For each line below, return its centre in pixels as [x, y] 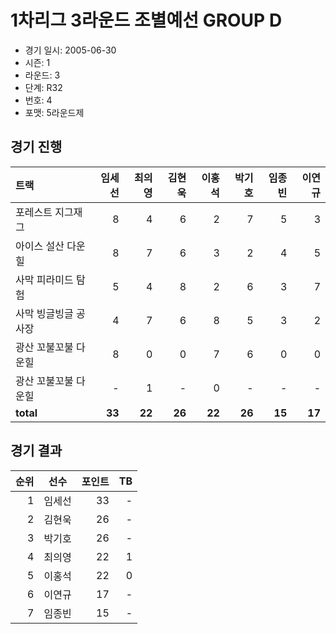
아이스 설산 [40, 246]
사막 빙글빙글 [44, 313]
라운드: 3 [42, 75]
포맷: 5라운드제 [54, 112]
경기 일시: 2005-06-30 [70, 50]
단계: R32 [43, 87]
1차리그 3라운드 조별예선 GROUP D [146, 20]
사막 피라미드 [44, 279]
